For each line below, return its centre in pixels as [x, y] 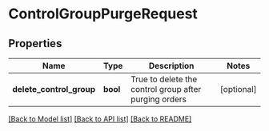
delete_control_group [54, 89]
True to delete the [164, 79]
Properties [35, 44]
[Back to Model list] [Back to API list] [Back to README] [100, 119]
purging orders [159, 99]
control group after [166, 89]
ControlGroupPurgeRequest [103, 14]
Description [171, 66]
